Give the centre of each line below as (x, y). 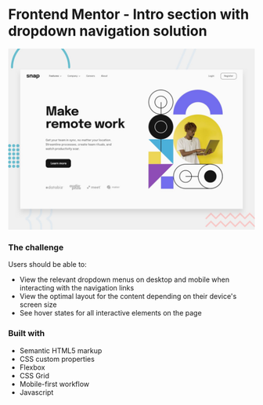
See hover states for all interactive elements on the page (110, 313)
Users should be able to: (48, 265)
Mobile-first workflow (54, 384)
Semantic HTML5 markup (61, 350)
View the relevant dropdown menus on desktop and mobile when (124, 279)
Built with (27, 334)
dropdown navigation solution (108, 31)
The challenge (36, 247)
